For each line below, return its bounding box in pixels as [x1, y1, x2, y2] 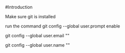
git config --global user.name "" [5, 42, 70, 48]
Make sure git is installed [5, 14, 56, 19]
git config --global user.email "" [5, 33, 70, 38]
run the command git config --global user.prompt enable [5, 23, 120, 29]
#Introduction [5, 4, 33, 10]
